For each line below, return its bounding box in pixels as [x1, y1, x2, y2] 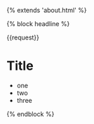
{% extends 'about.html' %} [6, 6, 87, 14]
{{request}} [6, 33, 40, 42]
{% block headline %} [6, 20, 70, 27]
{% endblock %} [6, 109, 55, 118]
